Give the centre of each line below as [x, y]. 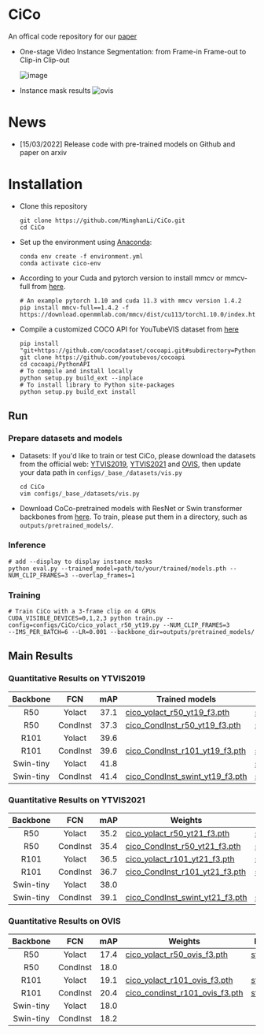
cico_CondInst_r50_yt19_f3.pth [183, 725]
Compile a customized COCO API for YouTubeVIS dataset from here [129, 329]
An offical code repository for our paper [73, 36]
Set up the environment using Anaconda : [86, 242]
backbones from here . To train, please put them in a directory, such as [133, 517]
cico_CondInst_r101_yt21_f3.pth [185, 872]
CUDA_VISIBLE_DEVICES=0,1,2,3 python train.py [86, 619]
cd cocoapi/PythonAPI [55, 364]
